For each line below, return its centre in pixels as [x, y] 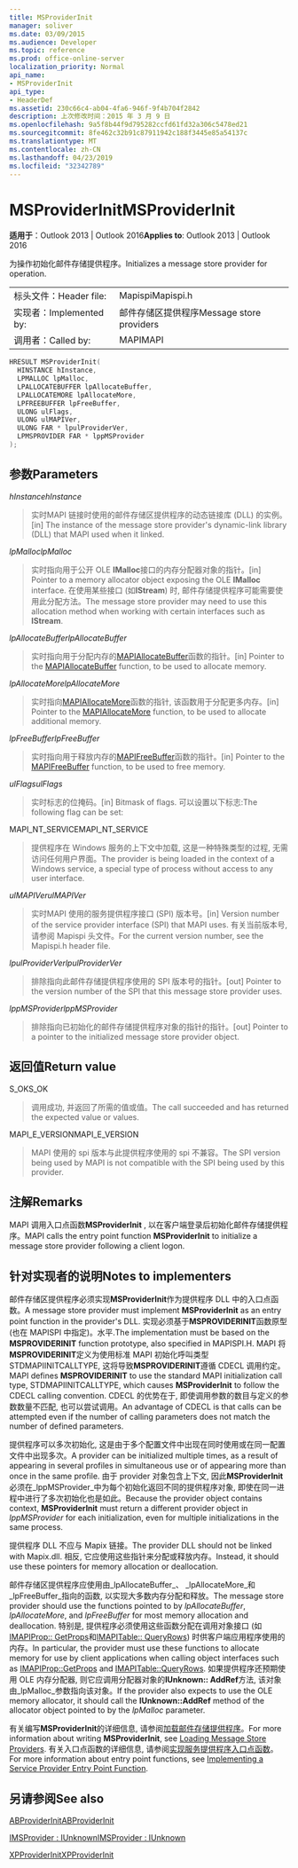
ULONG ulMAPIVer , [49, 420]
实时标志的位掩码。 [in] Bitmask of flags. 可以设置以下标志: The [144, 802]
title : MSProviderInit [51, 17]
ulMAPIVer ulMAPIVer [47, 895]
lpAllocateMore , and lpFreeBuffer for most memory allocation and [129, 1615]
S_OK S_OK [29, 1089]
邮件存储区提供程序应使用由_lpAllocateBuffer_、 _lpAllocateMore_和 [132, 1585]
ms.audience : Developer [53, 42]
